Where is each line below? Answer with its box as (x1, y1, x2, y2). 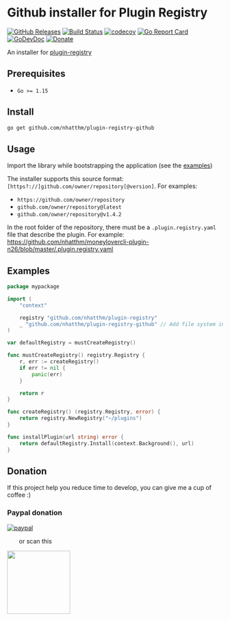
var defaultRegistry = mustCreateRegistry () (7, 340, 136, 347)
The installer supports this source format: (7, 175, 124, 183)
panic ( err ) (31, 371, 63, 378)
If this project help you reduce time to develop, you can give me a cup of (7, 484, 212, 492)
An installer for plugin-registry (7, 48, 92, 56)
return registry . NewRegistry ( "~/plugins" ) (19, 415, 142, 422)
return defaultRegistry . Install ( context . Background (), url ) (19, 440, 194, 447)
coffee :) (7, 491, 31, 499)
